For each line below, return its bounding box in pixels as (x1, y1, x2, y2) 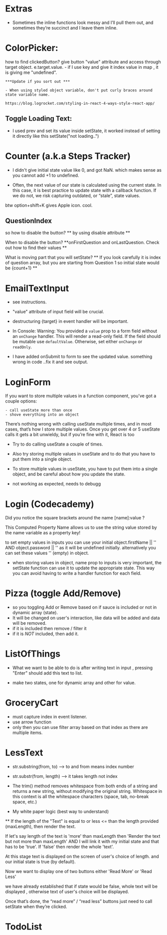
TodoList (5, 921, 42, 933)
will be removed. (12, 620, 46, 626)
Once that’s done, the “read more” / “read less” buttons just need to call (5, 899, 153, 904)
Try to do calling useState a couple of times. (12, 441, 103, 447)
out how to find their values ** (5, 245, 67, 251)
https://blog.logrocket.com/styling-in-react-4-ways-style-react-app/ (5, 101, 155, 106)
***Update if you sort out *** (5, 79, 70, 84)
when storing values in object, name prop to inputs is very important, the (12, 560, 162, 566)
